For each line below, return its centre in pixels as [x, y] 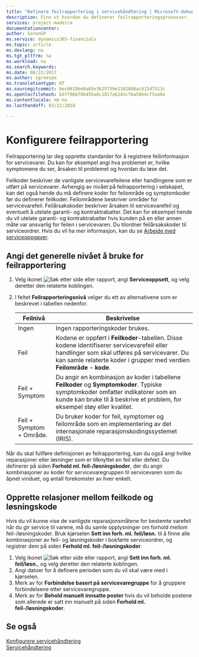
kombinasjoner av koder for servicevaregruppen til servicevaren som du [94, 472]
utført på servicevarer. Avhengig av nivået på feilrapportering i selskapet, [95, 187]
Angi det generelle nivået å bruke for [75, 256]
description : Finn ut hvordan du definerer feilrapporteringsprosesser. [98, 17]
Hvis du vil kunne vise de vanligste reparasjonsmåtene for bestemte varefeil [99, 521]
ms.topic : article [29, 45]
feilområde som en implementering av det [113, 424]
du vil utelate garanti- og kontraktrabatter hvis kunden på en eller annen [94, 218]
